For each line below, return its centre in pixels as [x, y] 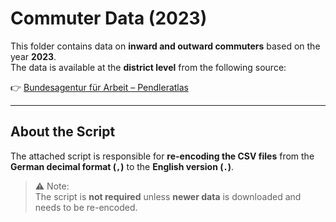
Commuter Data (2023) [109, 18]
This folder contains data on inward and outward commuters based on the [165, 46]
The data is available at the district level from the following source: [148, 67]
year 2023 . [33, 56]
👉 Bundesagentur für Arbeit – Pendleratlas [99, 87]
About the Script [63, 132]
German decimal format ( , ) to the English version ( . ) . [122, 166]
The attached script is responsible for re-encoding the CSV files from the [162, 156]
